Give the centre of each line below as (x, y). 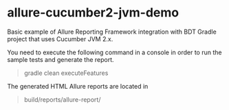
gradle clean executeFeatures (66, 73)
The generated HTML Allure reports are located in (78, 86)
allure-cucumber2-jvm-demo (93, 13)
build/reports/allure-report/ (62, 99)
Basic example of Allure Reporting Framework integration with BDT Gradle (112, 32)
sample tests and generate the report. (61, 59)
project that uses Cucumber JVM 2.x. (60, 38)
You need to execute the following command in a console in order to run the (115, 52)
